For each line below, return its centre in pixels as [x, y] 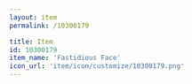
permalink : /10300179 [49, 26]
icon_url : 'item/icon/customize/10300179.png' [97, 66]
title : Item [31, 42]
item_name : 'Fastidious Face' [65, 58]
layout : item [33, 17]
